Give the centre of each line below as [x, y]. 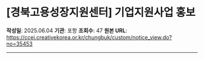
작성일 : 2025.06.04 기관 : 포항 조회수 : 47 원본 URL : [67, 30]
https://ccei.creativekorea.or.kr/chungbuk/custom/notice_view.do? [89, 37]
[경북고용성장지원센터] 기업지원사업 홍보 [101, 12]
